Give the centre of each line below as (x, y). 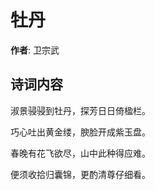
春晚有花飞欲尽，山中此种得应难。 (80, 153)
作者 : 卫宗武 (35, 50)
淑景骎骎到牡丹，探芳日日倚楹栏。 (80, 110)
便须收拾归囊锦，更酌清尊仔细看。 (80, 174)
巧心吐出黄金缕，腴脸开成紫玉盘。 (80, 132)
